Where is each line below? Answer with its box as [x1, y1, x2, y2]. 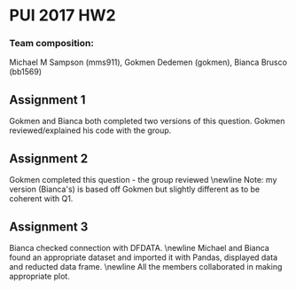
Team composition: [9, 37, 95, 50]
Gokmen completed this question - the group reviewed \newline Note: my [9, 175, 277, 185]
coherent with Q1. [9, 193, 74, 204]
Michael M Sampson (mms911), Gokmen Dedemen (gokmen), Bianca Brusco [9, 57, 288, 67]
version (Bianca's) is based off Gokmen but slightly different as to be [9, 184, 260, 195]
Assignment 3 [9, 219, 89, 234]
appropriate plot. [9, 270, 71, 281]
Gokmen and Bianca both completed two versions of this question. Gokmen [9, 116, 285, 127]
